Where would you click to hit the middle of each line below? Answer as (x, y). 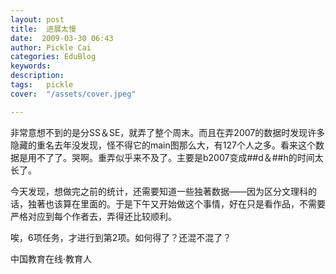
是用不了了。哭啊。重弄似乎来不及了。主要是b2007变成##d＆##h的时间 (166, 157)
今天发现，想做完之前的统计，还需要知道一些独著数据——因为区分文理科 (159, 191)
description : (37, 76)
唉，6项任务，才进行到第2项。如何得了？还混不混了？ (121, 237)
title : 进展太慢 (43, 29)
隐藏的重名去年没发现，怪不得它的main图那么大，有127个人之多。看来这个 (163, 145)
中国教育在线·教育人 (51, 258)
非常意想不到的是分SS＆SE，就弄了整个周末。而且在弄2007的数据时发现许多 (168, 132)
